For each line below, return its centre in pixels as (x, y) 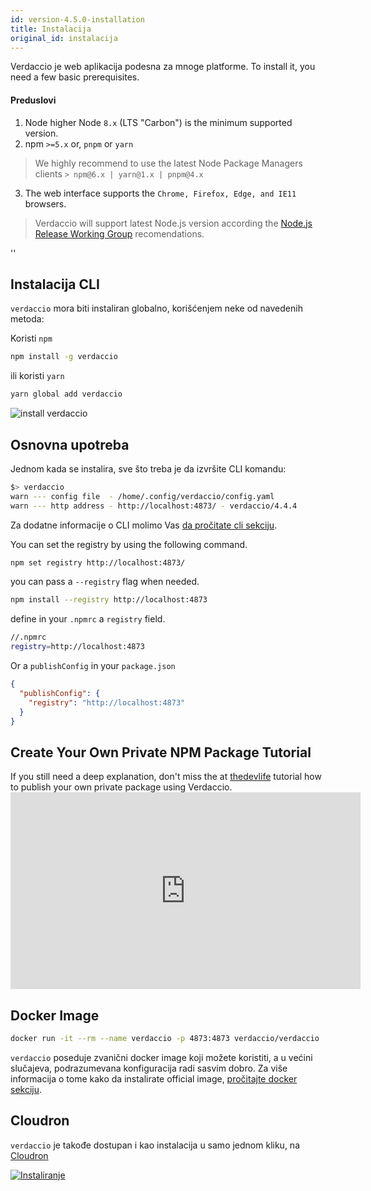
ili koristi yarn (37, 376)
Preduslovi (33, 100)
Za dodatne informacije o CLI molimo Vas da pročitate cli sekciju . (144, 525)
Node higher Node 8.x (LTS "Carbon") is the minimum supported (158, 122)
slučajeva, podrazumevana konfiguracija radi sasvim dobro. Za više (149, 1068)
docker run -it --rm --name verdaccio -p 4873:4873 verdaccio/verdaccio (165, 1039)
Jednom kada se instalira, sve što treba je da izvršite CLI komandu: (148, 468)
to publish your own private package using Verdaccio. (121, 787)
